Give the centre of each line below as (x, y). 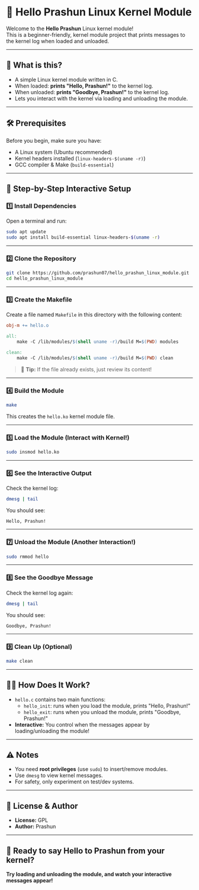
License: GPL (31, 820)
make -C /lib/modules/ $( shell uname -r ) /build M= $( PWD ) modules (98, 342)
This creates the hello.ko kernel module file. (61, 416)
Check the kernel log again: (40, 593)
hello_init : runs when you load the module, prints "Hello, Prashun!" (107, 706)
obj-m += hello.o (28, 326)
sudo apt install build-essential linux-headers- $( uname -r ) (83, 237)
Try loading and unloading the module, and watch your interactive (89, 874)
